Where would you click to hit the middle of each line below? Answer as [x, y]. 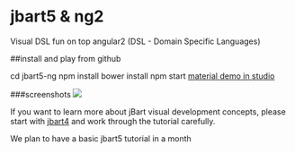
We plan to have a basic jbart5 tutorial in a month [101, 138]
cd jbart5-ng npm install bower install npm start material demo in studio [143, 76]
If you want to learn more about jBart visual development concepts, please [148, 111]
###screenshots [40, 94]
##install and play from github [66, 58]
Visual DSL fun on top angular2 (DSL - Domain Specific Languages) [135, 41]
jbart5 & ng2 [57, 17]
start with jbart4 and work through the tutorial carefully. [113, 121]
